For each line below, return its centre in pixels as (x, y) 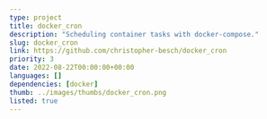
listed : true (34, 101)
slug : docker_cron (44, 42)
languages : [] (36, 76)
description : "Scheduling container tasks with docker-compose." (134, 34)
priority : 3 (31, 59)
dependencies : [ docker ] (54, 84)
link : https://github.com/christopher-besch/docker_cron (118, 51)
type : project (36, 17)
